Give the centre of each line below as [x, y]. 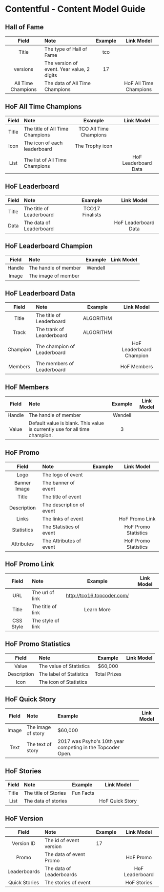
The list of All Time [45, 160]
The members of [55, 364]
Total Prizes [108, 674]
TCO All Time [93, 129]
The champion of [55, 347]
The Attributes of [62, 540]
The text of [39, 744]
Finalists [92, 215]
